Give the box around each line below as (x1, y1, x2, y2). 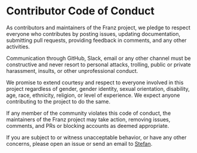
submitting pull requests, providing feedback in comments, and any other (6, 36, 187, 44)
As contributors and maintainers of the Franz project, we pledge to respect (6, 24, 190, 31)
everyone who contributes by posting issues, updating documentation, (6, 30, 181, 37)
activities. (6, 43, 30, 50)
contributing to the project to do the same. (6, 97, 111, 105)
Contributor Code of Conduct (6, 4, 154, 18)
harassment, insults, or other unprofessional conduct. (6, 67, 138, 74)
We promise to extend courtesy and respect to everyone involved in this (6, 79, 184, 86)
